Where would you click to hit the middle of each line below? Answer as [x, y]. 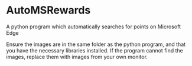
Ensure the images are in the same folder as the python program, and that [96, 44]
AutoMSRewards [48, 10]
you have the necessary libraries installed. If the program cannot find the [95, 50]
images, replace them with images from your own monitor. [77, 57]
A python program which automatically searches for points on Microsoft [94, 27]
